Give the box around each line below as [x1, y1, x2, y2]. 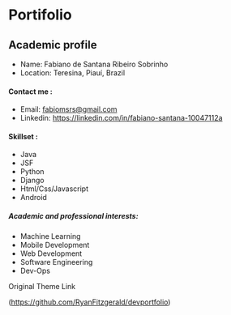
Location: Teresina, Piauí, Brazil [19, 68, 126, 78]
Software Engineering [19, 258, 93, 267]
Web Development [19, 249, 83, 258]
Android [19, 193, 47, 202]
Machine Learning [19, 232, 81, 241]
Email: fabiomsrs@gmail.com [19, 104, 118, 114]
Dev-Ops [19, 266, 51, 276]
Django [19, 176, 45, 185]
